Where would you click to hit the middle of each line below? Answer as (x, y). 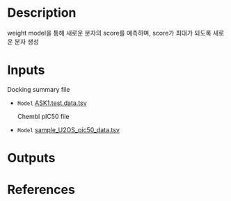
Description (42, 13)
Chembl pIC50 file (43, 116)
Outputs (31, 158)
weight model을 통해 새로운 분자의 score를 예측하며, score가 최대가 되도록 (109, 33)
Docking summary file (39, 89)
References (41, 190)
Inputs (26, 70)
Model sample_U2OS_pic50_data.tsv (69, 129)
